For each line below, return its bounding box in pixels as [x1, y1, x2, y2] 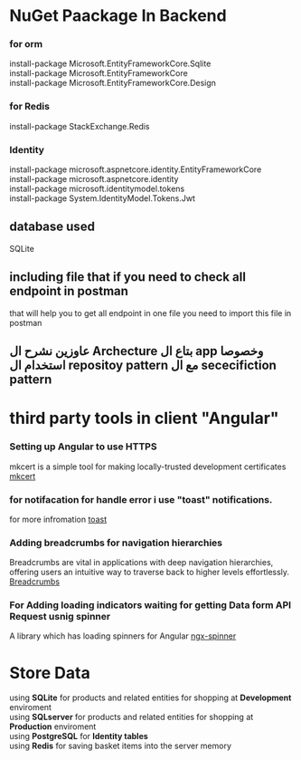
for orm [9, 38, 43, 51]
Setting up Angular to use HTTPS [9, 440, 157, 453]
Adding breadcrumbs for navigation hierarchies [9, 536, 223, 549]
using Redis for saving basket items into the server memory [9, 740, 232, 752]
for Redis [9, 101, 50, 113]
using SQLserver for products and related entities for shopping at [9, 712, 254, 723]
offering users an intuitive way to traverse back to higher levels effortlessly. [9, 567, 290, 578]
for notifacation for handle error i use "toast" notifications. [9, 493, 273, 505]
